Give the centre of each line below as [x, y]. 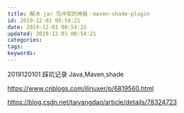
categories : [25, 40]
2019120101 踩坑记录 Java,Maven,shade [65, 74]
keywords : [22, 54]
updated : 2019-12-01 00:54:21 [52, 34]
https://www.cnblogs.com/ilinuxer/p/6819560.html [81, 88]
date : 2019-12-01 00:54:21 [47, 27]
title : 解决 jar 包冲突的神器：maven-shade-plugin [79, 14]
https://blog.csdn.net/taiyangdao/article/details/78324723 [92, 102]
